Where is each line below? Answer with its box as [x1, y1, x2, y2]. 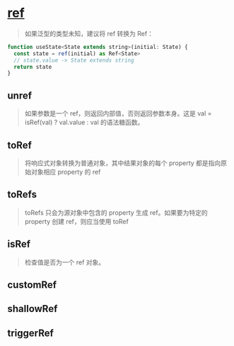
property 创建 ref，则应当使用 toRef [24, 217, 129, 225]
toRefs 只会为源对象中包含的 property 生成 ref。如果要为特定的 [24, 208, 208, 217]
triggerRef [7, 327, 54, 339]
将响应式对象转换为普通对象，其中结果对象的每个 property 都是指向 [24, 158, 221, 167]
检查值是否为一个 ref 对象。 [24, 257, 105, 267]
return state [13, 63, 52, 70]
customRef [7, 279, 57, 291]
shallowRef [7, 303, 58, 315]
